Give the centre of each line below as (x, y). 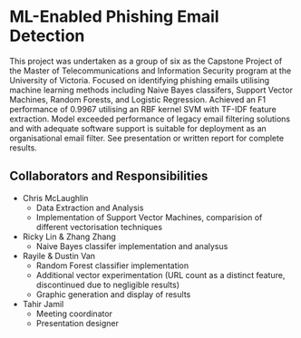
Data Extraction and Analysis (90, 208)
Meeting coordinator (74, 314)
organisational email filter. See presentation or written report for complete (146, 138)
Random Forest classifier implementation (112, 266)
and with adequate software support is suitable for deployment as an (138, 128)
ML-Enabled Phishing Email (114, 17)
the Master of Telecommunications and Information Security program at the (150, 71)
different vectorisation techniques (99, 227)
